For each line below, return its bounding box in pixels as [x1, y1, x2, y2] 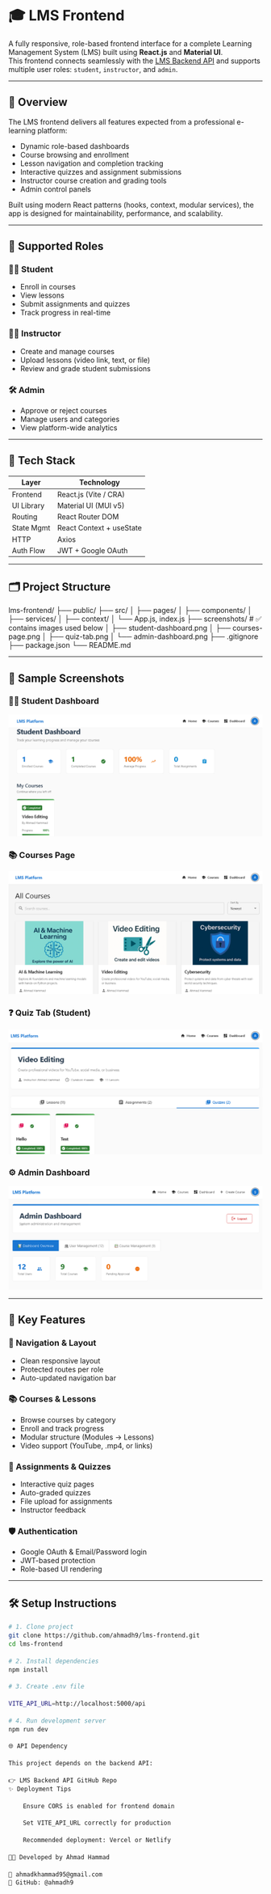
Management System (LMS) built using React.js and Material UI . [8, 47, 223, 57]
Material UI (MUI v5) [56, 501, 125, 510]
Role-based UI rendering [19, 1564, 102, 1574]
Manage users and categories [19, 414, 120, 425]
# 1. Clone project [8, 1623, 74, 1631]
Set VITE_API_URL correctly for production [23, 1819, 172, 1828]
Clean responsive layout [19, 1355, 101, 1365]
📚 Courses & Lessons [8, 1393, 97, 1405]
